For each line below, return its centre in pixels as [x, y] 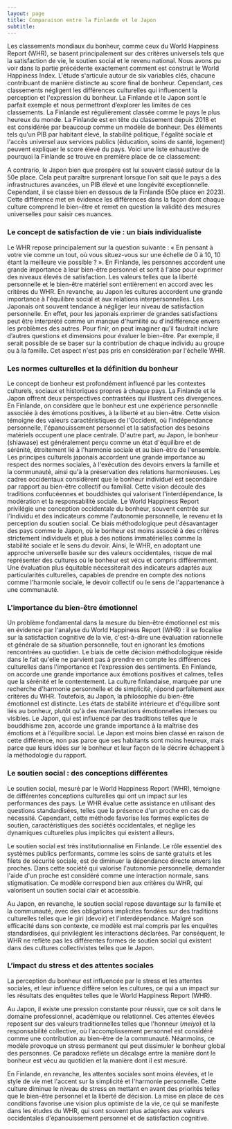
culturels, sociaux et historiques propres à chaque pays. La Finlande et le [111, 391]
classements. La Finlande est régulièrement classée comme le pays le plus [114, 112]
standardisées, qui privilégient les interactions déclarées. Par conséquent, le [116, 933]
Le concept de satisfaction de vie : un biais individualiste [105, 232]
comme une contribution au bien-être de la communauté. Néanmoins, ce [111, 1038]
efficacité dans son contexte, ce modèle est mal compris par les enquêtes [113, 925]
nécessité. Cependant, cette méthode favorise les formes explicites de [108, 818]
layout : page [26, 14]
